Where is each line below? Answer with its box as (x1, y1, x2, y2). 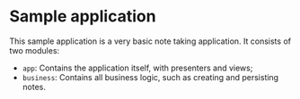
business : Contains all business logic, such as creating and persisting (22, 71, 279, 82)
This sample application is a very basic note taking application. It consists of (9, 36, 292, 46)
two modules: (9, 45, 60, 55)
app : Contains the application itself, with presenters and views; (22, 62, 253, 73)
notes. (22, 81, 47, 92)
